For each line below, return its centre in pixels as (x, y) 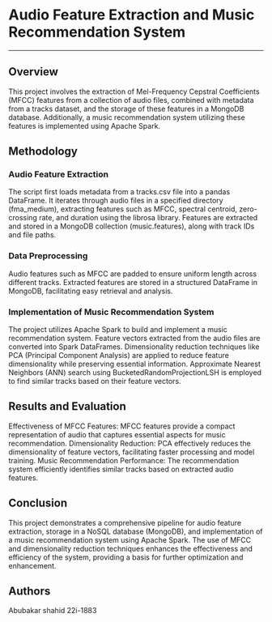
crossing (23, 218)
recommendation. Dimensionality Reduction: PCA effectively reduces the (130, 443)
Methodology (43, 151)
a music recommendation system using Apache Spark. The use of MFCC (130, 539)
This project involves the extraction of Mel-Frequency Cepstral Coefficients (134, 92)
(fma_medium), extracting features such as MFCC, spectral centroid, (123, 209)
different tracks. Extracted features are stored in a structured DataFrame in (133, 282)
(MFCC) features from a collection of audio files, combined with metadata (131, 100)
